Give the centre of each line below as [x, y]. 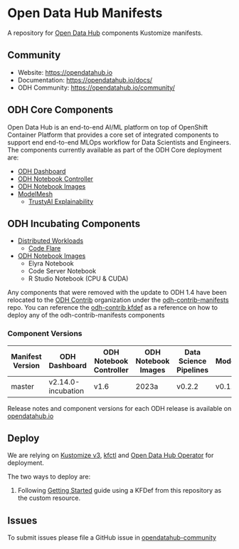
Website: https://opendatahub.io [65, 72]
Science [192, 361]
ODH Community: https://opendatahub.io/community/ [96, 88]
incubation [66, 391]
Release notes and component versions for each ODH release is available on [119, 408]
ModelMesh [35, 194]
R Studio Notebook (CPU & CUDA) [78, 278]
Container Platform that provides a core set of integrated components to [113, 135]
